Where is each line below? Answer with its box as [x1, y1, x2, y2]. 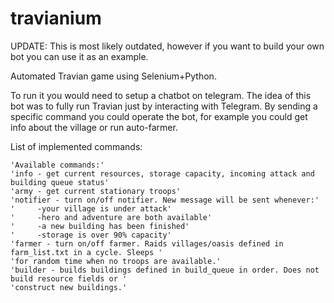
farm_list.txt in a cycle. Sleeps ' [10, 247, 163, 257]
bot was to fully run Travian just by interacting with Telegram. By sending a [10, 100, 318, 112]
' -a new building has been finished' [10, 221, 190, 231]
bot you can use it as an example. [10, 50, 149, 62]
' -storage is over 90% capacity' [10, 230, 172, 240]
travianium [10, 7, 102, 30]
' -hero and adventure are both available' [10, 212, 213, 222]
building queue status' [10, 177, 110, 187]
